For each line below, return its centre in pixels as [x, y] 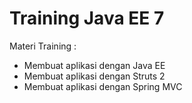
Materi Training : [43, 46]
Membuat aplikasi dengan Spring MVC [103, 86]
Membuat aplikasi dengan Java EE [94, 65]
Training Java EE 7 [87, 18]
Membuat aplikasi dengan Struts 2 [94, 76]
